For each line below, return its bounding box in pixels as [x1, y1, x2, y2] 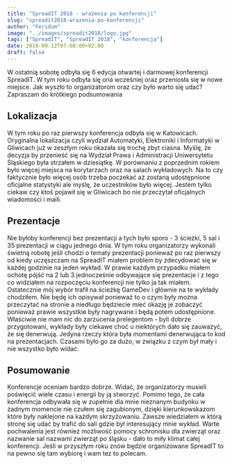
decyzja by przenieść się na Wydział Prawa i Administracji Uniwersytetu [7, 151, 213, 159]
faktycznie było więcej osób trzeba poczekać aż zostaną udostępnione [7, 173, 210, 181]
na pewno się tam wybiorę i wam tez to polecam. [7, 449, 147, 458]
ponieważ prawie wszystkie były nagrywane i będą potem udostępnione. [7, 307, 216, 316]
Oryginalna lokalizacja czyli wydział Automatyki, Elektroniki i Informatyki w [7, 136, 220, 144]
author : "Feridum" [7, 23, 60, 30]
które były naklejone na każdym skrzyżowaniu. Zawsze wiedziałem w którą [7, 413, 222, 421]
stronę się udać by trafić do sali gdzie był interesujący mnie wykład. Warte [7, 420, 220, 428]
